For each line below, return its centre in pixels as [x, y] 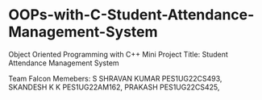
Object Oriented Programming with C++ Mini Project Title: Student [118, 54]
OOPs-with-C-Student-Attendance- [131, 15]
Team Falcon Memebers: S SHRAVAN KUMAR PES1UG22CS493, [115, 78]
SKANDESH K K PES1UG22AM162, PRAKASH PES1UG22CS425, [114, 87]
